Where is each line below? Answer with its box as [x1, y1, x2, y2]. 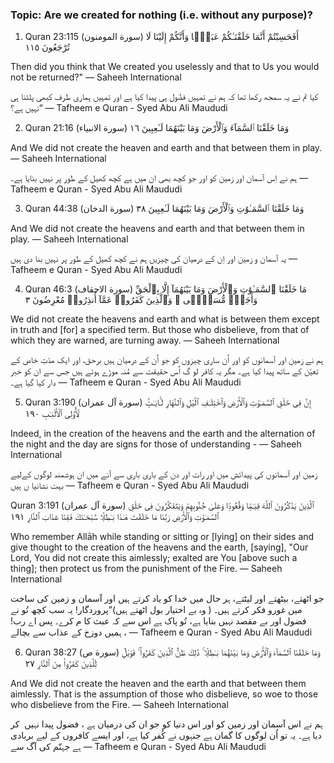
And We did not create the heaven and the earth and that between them [10, 678, 307, 690]
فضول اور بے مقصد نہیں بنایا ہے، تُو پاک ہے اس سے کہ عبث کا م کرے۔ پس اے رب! [10, 615, 307, 627]
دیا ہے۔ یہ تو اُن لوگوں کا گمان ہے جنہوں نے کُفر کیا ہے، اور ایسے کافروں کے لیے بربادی [10, 729, 322, 742]
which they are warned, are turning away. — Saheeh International [10, 334, 280, 347]
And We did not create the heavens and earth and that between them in [10, 223, 305, 235]
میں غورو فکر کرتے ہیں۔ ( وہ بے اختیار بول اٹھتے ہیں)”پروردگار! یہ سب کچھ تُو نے [10, 604, 303, 616]
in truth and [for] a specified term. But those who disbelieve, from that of [10, 324, 310, 336]
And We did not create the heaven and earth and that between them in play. [10, 142, 323, 154]
